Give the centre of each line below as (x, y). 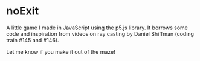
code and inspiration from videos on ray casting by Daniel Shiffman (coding (100, 33)
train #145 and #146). (33, 40)
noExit (23, 11)
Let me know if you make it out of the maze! (61, 51)
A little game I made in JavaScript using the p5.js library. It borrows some (97, 28)
